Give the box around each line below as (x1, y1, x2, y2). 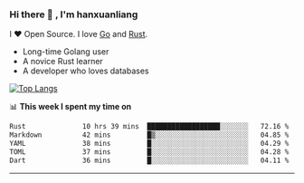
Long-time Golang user (22, 46, 109, 57)
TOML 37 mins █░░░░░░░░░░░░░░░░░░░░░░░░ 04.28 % (9, 147, 290, 157)
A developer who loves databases (22, 65, 149, 76)
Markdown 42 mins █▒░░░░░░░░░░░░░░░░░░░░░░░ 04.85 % (9, 130, 290, 140)
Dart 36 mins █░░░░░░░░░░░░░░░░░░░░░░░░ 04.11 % (9, 156, 290, 165)
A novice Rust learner (22, 56, 104, 67)
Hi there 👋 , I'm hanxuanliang (9, 8, 138, 21)
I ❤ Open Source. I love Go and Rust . (9, 29, 148, 40)
